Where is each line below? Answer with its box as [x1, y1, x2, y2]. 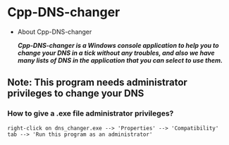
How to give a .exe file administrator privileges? [7, 108, 174, 118]
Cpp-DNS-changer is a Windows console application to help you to [17, 41, 220, 49]
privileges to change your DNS [7, 87, 144, 99]
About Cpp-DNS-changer [17, 27, 92, 36]
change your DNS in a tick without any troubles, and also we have [17, 49, 215, 57]
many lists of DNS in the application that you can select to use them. [17, 56, 223, 64]
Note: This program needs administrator [7, 77, 188, 89]
